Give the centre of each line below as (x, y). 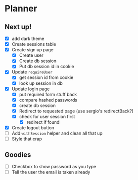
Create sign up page (33, 50)
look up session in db (41, 83)
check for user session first (47, 116)
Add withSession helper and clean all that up (57, 133)
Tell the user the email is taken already (51, 172)
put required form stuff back (48, 94)
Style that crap (27, 139)
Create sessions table (34, 44)
